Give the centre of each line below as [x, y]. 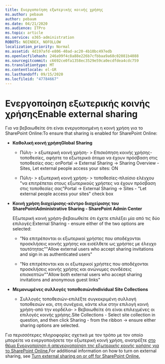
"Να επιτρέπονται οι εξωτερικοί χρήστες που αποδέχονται [80, 238]
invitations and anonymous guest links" [60, 280]
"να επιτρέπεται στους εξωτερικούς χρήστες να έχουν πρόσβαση [88, 183]
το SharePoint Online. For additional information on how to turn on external [81, 351]
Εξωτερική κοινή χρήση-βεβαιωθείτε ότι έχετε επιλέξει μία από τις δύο [86, 218]
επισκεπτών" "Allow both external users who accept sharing [81, 274]
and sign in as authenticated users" [56, 254]
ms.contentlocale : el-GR [31, 70]
